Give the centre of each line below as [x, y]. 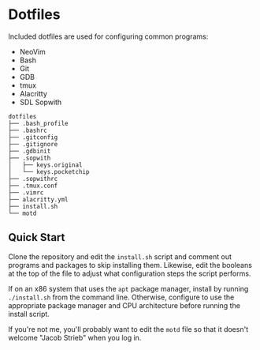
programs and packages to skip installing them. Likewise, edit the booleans [130, 265]
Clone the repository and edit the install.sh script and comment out [120, 256]
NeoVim [32, 51]
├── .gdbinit [30, 151]
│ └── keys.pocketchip [49, 171]
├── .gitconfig [33, 137]
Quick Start [37, 237]
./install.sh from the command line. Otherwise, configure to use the [121, 297]
